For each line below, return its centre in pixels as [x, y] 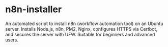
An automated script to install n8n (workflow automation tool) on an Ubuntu [84, 24]
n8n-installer [34, 9]
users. [12, 40]
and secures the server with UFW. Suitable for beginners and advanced [80, 34]
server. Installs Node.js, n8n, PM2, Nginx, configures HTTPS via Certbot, [81, 29]
